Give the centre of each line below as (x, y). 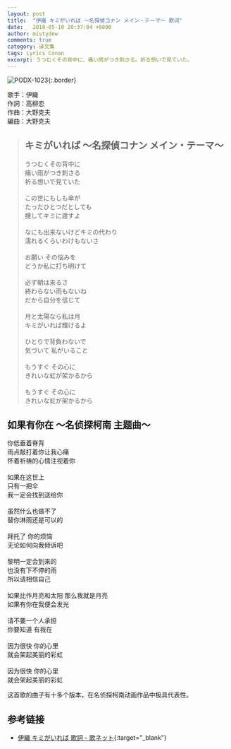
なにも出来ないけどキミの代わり (71, 232)
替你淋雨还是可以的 (35, 520)
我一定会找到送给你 (35, 495)
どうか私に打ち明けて (55, 266)
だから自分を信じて (52, 300)
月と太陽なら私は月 (52, 316)
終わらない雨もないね (55, 291)
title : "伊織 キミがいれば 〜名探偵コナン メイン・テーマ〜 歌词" (95, 20)
